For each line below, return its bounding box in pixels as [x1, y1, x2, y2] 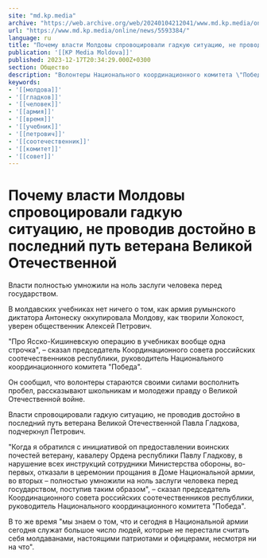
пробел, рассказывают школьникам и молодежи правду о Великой [8, 386, 238, 396]
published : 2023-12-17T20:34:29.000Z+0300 [8, 57, 151, 64]
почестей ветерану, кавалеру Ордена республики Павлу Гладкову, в [8, 451, 243, 460]
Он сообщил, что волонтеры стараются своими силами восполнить [8, 377, 240, 387]
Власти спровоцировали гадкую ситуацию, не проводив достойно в [8, 410, 241, 419]
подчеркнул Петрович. [8, 427, 86, 436]
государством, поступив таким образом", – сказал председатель [8, 485, 230, 494]
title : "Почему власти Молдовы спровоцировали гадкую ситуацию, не [8, 41, 237, 49]
